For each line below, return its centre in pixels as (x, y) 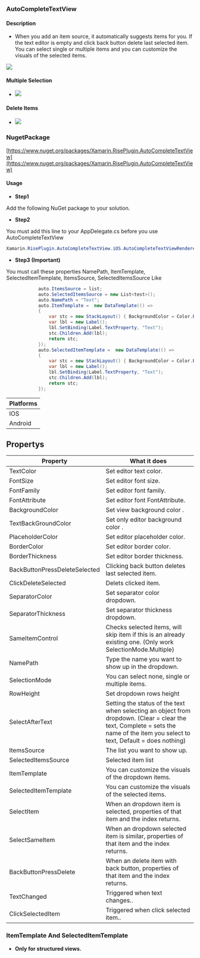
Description (21, 23)
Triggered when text (134, 893)
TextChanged (28, 896)
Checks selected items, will (144, 627)
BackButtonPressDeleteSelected (54, 570)
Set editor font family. (136, 490)
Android (20, 423)
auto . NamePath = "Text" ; (69, 300)
